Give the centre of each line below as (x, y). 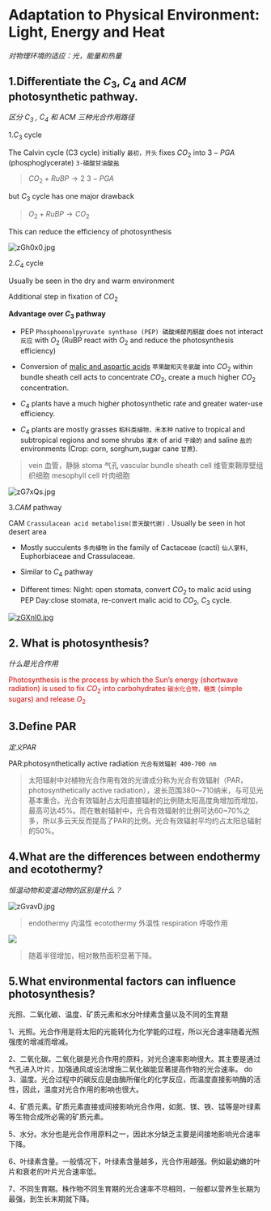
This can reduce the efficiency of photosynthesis (90, 231)
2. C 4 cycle (26, 264)
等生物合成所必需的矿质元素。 (58, 1117)
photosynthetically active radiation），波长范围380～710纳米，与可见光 (146, 790)
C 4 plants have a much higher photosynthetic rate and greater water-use (141, 404)
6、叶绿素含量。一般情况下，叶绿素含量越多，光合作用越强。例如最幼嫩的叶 (135, 1162)
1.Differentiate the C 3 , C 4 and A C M (97, 83)
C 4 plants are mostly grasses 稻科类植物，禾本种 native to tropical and (132, 430)
